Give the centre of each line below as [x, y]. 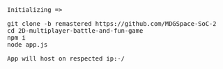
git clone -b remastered [49, 24]
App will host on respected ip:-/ [66, 59]
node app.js [28, 45]
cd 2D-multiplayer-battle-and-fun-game [75, 31]
